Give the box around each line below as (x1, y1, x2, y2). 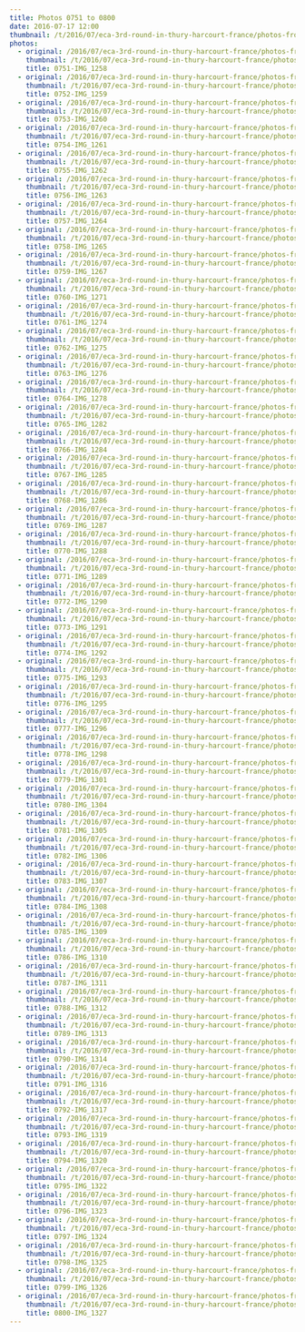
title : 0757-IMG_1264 (25, 216, 107, 226)
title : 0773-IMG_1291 (25, 623, 107, 632)
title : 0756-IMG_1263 (25, 191, 107, 200)
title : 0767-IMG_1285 (25, 471, 107, 480)
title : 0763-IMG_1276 (25, 369, 107, 378)
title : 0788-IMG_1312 (25, 1003, 107, 1013)
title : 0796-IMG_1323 (25, 1207, 107, 1216)
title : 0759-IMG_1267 (25, 268, 107, 277)
